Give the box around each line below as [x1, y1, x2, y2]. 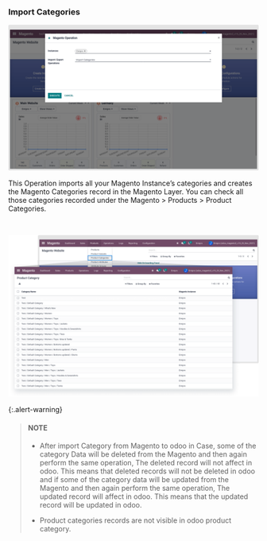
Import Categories [8, 6, 81, 18]
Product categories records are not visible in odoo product [39, 516, 232, 525]
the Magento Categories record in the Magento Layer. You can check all [8, 186, 244, 197]
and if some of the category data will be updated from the [39, 474, 229, 484]
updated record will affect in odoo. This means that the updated [39, 492, 249, 501]
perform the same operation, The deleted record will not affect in [39, 457, 253, 467]
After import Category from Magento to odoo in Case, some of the [39, 441, 257, 450]
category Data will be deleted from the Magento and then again [39, 449, 248, 459]
